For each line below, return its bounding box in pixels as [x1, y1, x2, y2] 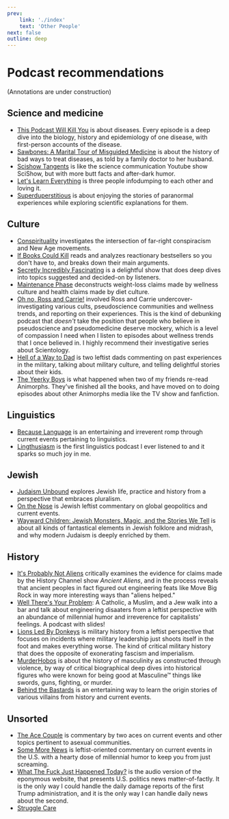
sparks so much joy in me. [16, 450, 92, 458]
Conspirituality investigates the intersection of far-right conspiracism [16, 236, 211, 245]
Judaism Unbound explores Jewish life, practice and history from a [16, 487, 206, 496]
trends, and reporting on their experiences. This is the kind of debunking [16, 309, 221, 317]
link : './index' [19, 16, 66, 23]
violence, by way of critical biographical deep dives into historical [16, 664, 202, 672]
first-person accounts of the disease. [16, 140, 122, 148]
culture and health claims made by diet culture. [16, 287, 150, 295]
